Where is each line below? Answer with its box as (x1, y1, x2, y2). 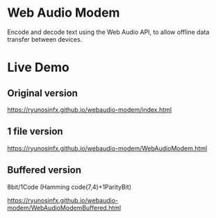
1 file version (7, 126, 64, 137)
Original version (7, 87, 78, 99)
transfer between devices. (7, 35, 83, 43)
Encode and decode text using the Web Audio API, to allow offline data (7, 28, 210, 36)
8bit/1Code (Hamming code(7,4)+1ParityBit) (7, 183, 132, 191)
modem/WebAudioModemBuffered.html (7, 203, 122, 212)
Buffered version (7, 165, 82, 176)
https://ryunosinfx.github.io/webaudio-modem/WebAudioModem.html (7, 144, 208, 152)
